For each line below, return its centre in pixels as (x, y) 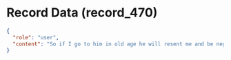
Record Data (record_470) (82, 13)
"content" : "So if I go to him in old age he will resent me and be (113, 44)
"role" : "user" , (36, 37)
